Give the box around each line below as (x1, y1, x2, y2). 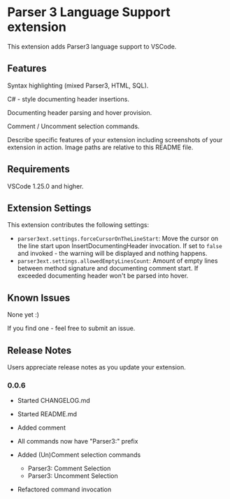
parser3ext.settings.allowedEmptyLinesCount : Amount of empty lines (17, 257, 218, 265)
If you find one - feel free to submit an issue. (7, 324, 136, 333)
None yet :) (7, 310, 40, 319)
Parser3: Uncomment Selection (27, 472, 118, 480)
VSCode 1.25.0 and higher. (7, 182, 84, 190)
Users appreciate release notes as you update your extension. (7, 363, 187, 371)
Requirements (7, 163, 70, 175)
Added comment (17, 423, 66, 432)
